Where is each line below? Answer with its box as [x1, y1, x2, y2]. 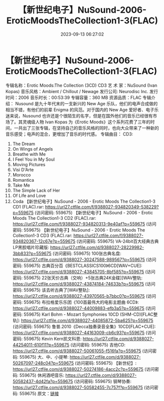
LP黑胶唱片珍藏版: [12, 244, 49, 250]
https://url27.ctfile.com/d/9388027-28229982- [50, 244, 144, 250]
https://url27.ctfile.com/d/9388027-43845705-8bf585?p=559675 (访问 [12, 268, 156, 274]
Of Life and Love [12, 192, 46, 198]
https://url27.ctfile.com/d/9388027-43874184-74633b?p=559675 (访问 [12, 281, 155, 286]
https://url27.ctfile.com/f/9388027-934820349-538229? [45, 204, 159, 210]
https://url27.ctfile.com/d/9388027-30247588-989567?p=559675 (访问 [12, 256, 156, 262]
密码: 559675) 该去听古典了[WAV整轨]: [12, 287, 90, 293]
